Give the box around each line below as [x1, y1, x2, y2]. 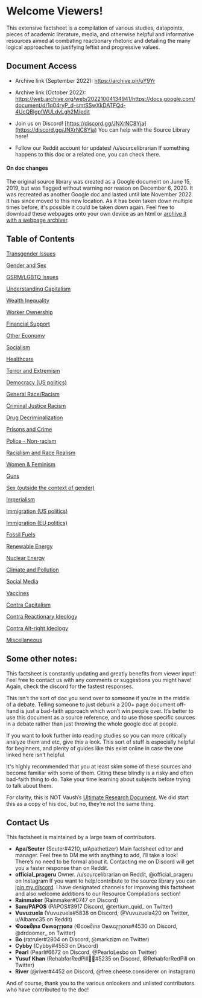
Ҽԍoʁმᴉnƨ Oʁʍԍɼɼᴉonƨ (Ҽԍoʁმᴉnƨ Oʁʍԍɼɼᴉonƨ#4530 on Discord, [14, 922, 178, 930]
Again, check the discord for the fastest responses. [6, 683, 134, 690]
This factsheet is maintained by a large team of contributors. [6, 834, 156, 841]
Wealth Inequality [6, 297, 50, 304]
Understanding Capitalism [6, 285, 71, 292]
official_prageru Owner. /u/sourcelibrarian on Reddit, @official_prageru [14, 871, 193, 878]
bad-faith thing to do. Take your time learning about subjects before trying [6, 775, 191, 783]
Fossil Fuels [6, 530, 36, 538]
